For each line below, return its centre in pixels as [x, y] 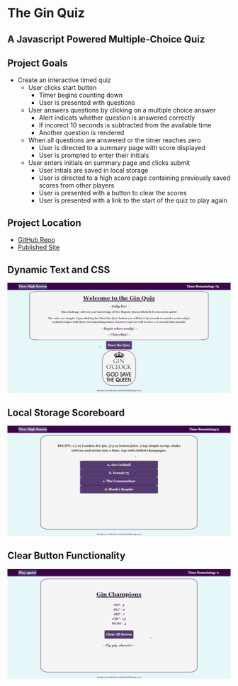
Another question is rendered [81, 133]
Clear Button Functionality [67, 556]
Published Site [39, 247]
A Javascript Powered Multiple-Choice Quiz [106, 39]
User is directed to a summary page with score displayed [122, 148]
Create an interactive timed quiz [64, 80]
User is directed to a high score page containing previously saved [135, 178]
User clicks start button [62, 88]
